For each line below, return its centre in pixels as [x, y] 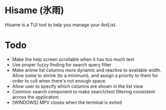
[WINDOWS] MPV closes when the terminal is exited [67, 102]
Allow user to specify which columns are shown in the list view [77, 86]
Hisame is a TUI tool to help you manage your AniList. [61, 25]
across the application [35, 97]
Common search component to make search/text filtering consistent [84, 91]
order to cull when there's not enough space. [59, 81]
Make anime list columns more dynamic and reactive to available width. [87, 70]
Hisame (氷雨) [35, 10]
